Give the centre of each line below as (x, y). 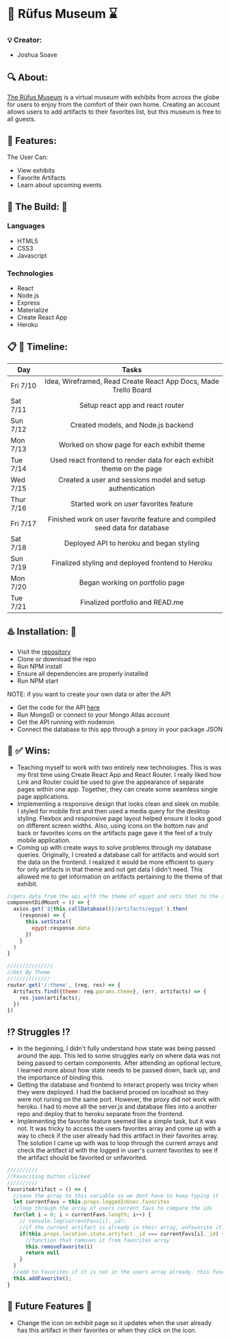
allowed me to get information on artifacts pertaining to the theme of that (119, 876)
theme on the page (132, 469)
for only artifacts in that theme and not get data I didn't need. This (110, 869)
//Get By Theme (29, 972)
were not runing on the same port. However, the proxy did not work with (118, 1099)
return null (42, 1253)
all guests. (22, 119)
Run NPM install (39, 666)
